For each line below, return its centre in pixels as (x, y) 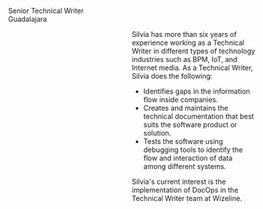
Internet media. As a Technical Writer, (193, 68)
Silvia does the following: (173, 76)
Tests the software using (183, 141)
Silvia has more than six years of (184, 34)
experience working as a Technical (188, 42)
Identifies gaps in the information (197, 91)
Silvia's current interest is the (179, 181)
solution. (157, 133)
